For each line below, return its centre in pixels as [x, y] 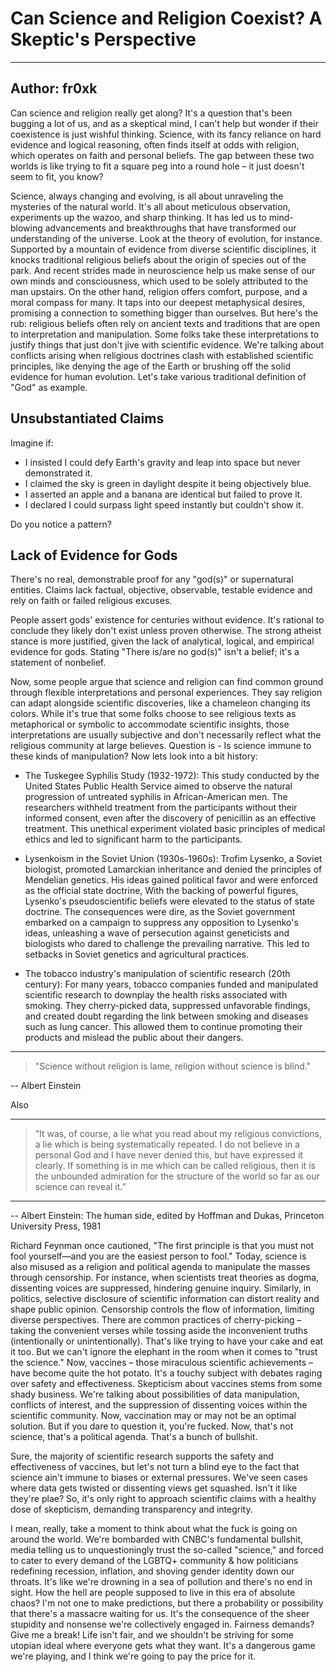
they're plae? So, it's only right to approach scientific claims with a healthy [163, 1499]
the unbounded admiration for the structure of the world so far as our [177, 1176]
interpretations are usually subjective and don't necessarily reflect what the [166, 735]
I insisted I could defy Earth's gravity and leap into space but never [162, 462]
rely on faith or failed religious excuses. [91, 601]
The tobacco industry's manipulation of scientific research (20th [157, 974]
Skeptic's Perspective [103, 39]
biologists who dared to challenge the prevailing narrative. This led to [167, 944]
